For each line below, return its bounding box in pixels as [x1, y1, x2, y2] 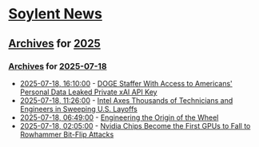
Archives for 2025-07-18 [8, 61, 107, 72]
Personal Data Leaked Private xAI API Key [19, 87, 157, 97]
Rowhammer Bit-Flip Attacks [19, 129, 114, 139]
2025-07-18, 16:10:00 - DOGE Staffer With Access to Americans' [19, 78, 233, 88]
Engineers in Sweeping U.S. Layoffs [19, 104, 137, 113]
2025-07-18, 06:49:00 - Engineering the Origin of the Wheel [19, 113, 219, 122]
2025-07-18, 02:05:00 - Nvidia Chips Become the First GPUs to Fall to [19, 121, 251, 130]
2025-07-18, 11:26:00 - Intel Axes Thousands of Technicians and [19, 95, 233, 105]
